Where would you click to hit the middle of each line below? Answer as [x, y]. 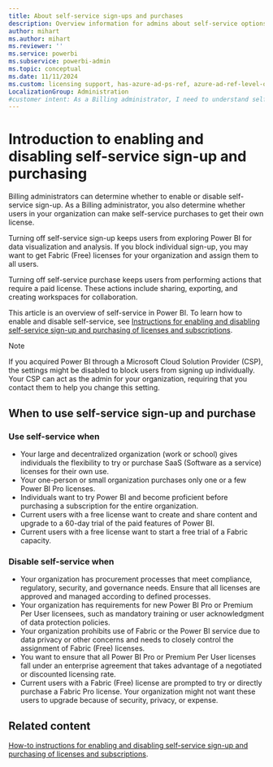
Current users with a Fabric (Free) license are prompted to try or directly [141, 683]
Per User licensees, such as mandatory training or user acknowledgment [142, 614]
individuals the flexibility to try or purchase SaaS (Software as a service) [141, 462]
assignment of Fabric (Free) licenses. [82, 648]
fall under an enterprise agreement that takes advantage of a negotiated [141, 666]
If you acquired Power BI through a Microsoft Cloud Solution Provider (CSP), [136, 362]
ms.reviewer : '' [36, 46]
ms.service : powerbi [43, 54]
